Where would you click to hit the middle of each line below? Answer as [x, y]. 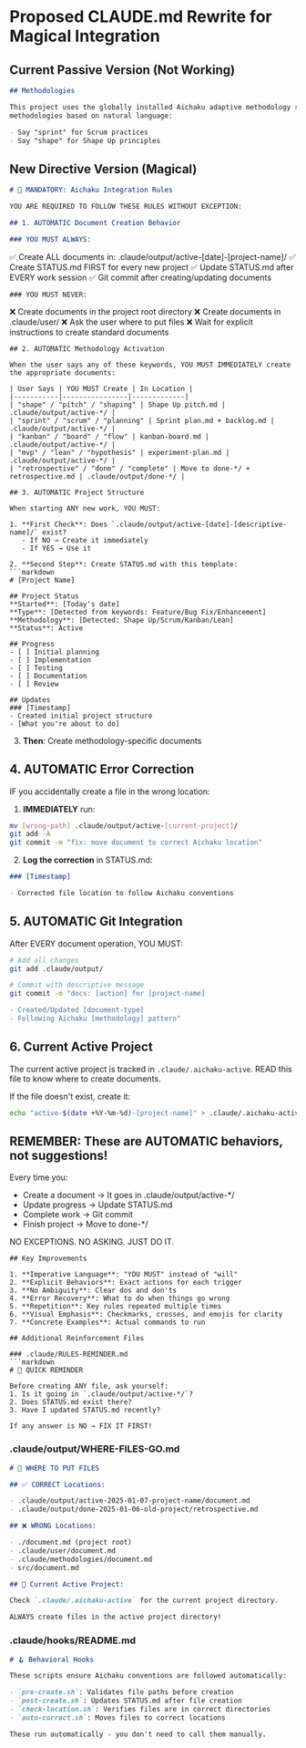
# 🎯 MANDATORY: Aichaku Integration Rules [91, 190]
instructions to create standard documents [89, 332]
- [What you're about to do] [65, 724]
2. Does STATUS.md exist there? [71, 1402]
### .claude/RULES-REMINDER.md [69, 1355]
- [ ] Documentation [49, 676]
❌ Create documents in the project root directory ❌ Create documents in [145, 311]
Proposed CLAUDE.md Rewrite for [141, 17]
